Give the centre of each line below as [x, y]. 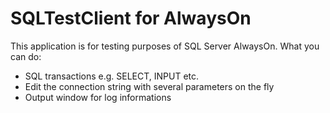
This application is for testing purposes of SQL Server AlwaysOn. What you [165, 46]
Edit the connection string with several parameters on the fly [149, 86]
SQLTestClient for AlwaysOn [131, 18]
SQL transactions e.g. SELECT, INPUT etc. [112, 76]
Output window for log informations [98, 97]
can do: [26, 56]
